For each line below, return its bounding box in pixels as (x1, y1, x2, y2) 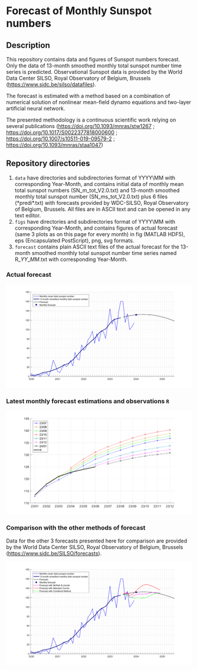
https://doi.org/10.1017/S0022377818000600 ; (6, 129, 118, 136)
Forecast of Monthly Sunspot (6, 4, 152, 18)
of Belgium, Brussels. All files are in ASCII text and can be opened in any (14, 205, 191, 213)
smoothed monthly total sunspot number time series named (31, 249, 177, 256)
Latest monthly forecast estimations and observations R (6, 397, 170, 406)
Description (6, 40, 50, 50)
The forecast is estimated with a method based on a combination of (6, 93, 170, 99)
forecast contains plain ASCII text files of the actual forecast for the (14, 243, 180, 250)
